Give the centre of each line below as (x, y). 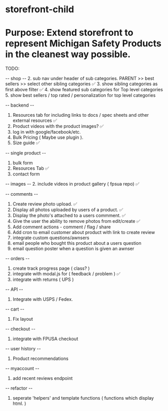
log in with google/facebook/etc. (47, 132)
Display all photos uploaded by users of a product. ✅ (68, 210)
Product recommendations (40, 358)
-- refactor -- (19, 388)
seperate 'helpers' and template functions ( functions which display (83, 398)
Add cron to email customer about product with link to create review (84, 233)
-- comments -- (22, 194)
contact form (26, 174)
